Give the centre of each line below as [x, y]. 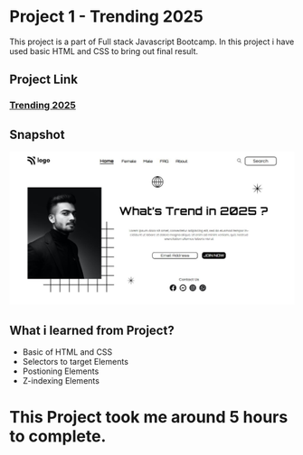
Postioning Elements [61, 371]
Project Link [44, 80]
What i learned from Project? [92, 330]
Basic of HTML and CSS [67, 352]
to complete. [58, 436]
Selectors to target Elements [76, 362]
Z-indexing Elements [61, 381]
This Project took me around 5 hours [149, 418]
